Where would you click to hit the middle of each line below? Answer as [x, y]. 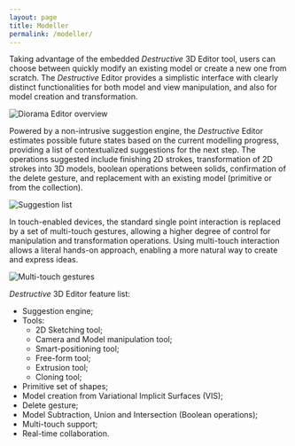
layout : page [33, 17]
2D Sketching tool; [69, 330]
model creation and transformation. [74, 97]
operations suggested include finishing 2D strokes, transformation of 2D [141, 160]
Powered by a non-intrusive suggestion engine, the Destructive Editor [136, 131]
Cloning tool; [58, 377]
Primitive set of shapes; [65, 387]
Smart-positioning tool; [77, 349]
